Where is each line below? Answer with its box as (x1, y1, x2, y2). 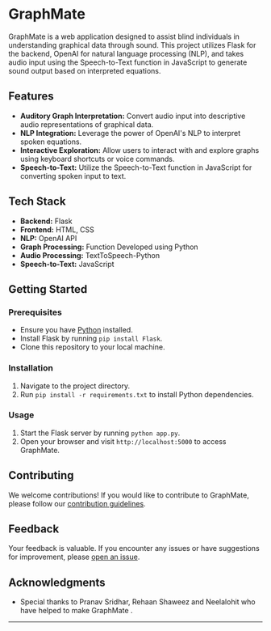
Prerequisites (8, 307, 62, 318)
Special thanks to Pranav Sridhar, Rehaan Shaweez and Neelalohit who (19, 597, 256, 607)
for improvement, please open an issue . (8, 552, 140, 562)
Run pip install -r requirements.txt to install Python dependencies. (19, 389, 254, 399)
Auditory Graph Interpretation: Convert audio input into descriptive (19, 111, 246, 121)
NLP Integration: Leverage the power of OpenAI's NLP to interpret (19, 128, 241, 138)
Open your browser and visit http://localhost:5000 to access (19, 436, 227, 446)
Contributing (8, 468, 74, 482)
